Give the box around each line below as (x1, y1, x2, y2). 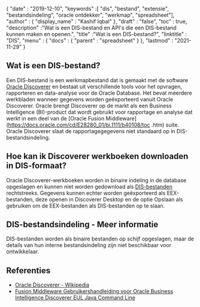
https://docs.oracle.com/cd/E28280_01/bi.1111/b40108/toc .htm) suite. (8, 121, 180, 128)
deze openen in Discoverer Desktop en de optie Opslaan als (35, 195, 183, 203)
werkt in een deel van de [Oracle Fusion (6, 115, 105, 122)
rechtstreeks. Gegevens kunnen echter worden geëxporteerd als (6, 189, 166, 197)
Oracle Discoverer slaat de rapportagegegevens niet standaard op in (6, 127, 175, 134)
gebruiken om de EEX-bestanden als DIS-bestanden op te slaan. (6, 202, 165, 209)
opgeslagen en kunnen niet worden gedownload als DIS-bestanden (6, 183, 172, 190)
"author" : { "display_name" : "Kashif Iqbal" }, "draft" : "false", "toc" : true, (6, 18, 187, 25)
